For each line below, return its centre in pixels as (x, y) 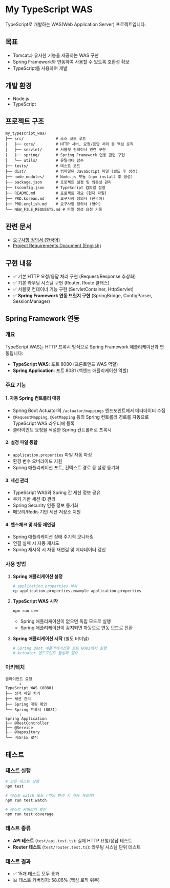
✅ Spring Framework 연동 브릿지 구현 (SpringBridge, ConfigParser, (82, 295)
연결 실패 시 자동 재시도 (36, 543)
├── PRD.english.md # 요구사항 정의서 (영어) (53, 204)
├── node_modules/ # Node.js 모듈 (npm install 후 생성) (69, 177)
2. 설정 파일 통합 (22, 442)
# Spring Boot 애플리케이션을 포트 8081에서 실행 (60, 648)
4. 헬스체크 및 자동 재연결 (30, 524)
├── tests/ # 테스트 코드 (43, 166)
